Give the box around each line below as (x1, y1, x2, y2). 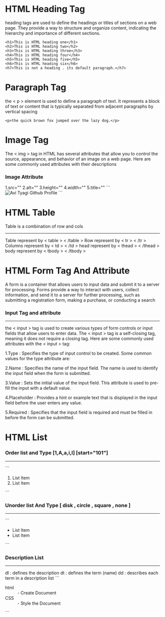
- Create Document (17, 590, 56, 596)
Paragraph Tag (5, 82, 66, 93)
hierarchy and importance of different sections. (5, 30, 101, 36)
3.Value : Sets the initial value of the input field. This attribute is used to (5, 380, 149, 386)
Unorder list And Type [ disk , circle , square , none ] (5, 502, 131, 509)
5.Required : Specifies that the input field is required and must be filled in (5, 409, 153, 415)
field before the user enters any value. (5, 400, 82, 406)
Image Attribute (5, 173, 43, 180)
